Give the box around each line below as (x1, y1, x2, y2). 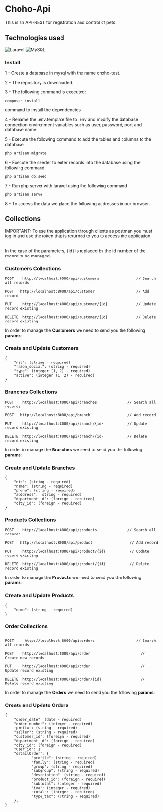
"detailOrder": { (14, 751, 49, 756)
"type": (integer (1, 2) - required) (14, 369, 91, 374)
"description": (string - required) (31, 773, 106, 778)
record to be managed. (5, 253, 51, 258)
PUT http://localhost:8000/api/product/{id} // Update (5, 549, 150, 554)
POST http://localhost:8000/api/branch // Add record (5, 412, 156, 417)
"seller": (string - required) (14, 730, 78, 735)
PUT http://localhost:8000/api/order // (5, 663, 145, 669)
